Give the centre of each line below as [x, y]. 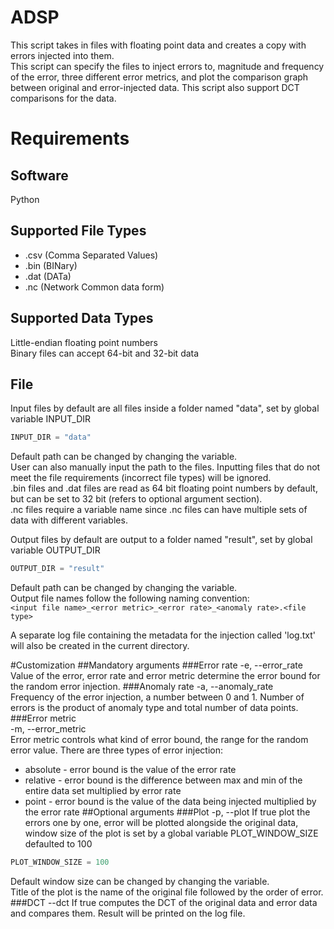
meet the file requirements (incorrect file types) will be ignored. [141, 478]
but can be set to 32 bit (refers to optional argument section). [136, 499]
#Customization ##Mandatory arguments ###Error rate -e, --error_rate [156, 665]
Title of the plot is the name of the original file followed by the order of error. [167, 892]
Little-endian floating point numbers [84, 342]
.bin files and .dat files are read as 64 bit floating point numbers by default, [164, 488]
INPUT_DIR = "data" [51, 437]
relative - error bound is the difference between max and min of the [163, 780]
